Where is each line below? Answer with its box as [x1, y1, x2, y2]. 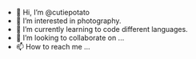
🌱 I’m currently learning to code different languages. [15, 25, 188, 33]
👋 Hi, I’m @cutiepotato [15, 8, 90, 17]
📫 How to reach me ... [15, 42, 90, 51]
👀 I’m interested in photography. [15, 16, 122, 26]
